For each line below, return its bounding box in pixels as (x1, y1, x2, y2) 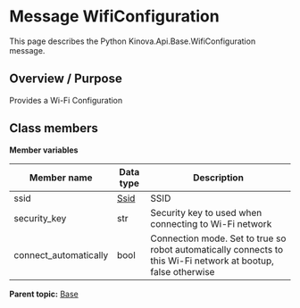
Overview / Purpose (9, 71, 123, 87)
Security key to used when (150, 206, 262, 219)
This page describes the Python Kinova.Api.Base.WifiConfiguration (9, 36, 256, 46)
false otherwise (150, 265, 215, 278)
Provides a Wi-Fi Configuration (9, 95, 123, 105)
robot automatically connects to (150, 243, 284, 255)
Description (193, 171, 244, 184)
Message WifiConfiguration (9, 6, 221, 27)
